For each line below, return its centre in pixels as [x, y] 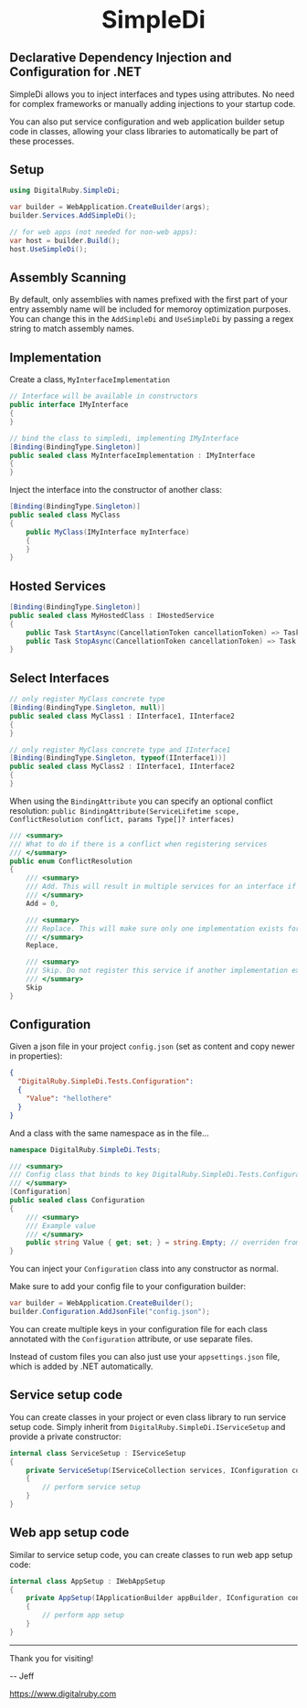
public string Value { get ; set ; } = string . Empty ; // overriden [153, 1243]
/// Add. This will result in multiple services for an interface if [161, 887]
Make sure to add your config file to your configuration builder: [128, 1286]
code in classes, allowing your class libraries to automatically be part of [144, 131]
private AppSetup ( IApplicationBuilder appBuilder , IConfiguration [155, 1598]
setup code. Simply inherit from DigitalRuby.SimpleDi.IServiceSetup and [148, 1426]
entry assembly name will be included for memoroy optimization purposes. [150, 309]
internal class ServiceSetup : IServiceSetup [97, 1453]
